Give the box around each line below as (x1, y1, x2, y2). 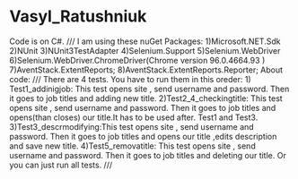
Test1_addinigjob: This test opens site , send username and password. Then (9, 83, 290, 94)
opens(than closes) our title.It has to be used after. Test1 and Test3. (9, 112, 259, 123)
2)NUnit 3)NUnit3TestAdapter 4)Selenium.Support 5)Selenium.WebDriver (9, 45, 281, 55)
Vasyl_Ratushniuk (9, 6, 147, 27)
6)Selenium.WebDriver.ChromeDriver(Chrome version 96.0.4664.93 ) (9, 55, 266, 65)
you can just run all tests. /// (9, 159, 113, 170)
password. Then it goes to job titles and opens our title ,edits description (9, 131, 277, 141)
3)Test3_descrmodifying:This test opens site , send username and (9, 121, 254, 132)
